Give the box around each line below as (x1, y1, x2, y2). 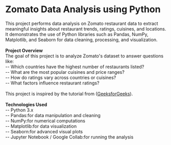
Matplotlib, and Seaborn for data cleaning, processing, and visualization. (5, 37, 158, 43)
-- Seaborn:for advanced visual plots (5, 128, 83, 134)
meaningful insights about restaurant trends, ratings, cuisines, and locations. (5, 25, 166, 32)
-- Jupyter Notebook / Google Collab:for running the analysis (5, 134, 134, 140)
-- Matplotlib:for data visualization (5, 123, 77, 129)
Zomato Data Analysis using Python (5, 4, 161, 15)
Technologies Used (5, 101, 47, 107)
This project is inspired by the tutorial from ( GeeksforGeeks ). (5, 91, 133, 97)
